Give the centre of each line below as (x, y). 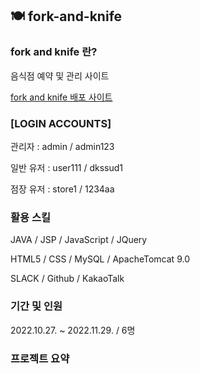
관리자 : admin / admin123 (62, 146)
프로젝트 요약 (40, 358)
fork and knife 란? (54, 52)
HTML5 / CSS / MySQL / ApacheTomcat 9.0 (100, 259)
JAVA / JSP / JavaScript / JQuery (79, 240)
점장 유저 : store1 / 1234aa (62, 189)
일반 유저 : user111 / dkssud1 (67, 167)
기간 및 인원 (36, 306)
